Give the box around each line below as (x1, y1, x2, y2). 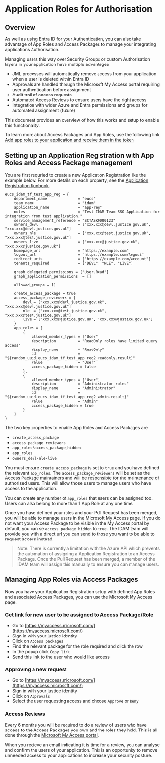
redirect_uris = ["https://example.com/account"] (14, 256, 151, 261)
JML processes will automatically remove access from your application (12, 71, 157, 77)
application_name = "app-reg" (14, 205, 102, 210)
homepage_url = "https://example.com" (14, 248, 129, 253)
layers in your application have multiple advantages (5, 62, 109, 67)
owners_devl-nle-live (12, 456, 57, 461)
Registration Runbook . (5, 182, 50, 188)
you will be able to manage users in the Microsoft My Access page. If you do (5, 515, 161, 521)
